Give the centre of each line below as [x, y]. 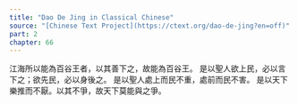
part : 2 [24, 34]
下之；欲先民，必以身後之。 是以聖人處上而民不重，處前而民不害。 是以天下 [149, 80]
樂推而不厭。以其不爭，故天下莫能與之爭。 [88, 91]
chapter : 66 [31, 42]
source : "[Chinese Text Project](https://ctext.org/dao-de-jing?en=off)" [150, 26]
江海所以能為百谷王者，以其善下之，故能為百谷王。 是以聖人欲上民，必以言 [148, 68]
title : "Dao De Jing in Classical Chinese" [92, 17]
